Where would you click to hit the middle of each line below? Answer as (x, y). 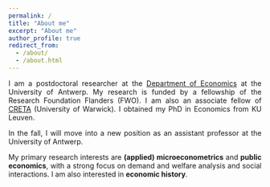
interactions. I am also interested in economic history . (98, 174)
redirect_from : (34, 46)
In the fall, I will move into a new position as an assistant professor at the (135, 132)
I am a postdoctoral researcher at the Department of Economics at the (135, 83)
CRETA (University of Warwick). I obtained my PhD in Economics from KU (135, 108)
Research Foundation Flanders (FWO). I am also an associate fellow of (135, 100)
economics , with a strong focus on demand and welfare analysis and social (135, 165)
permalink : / (30, 16)
